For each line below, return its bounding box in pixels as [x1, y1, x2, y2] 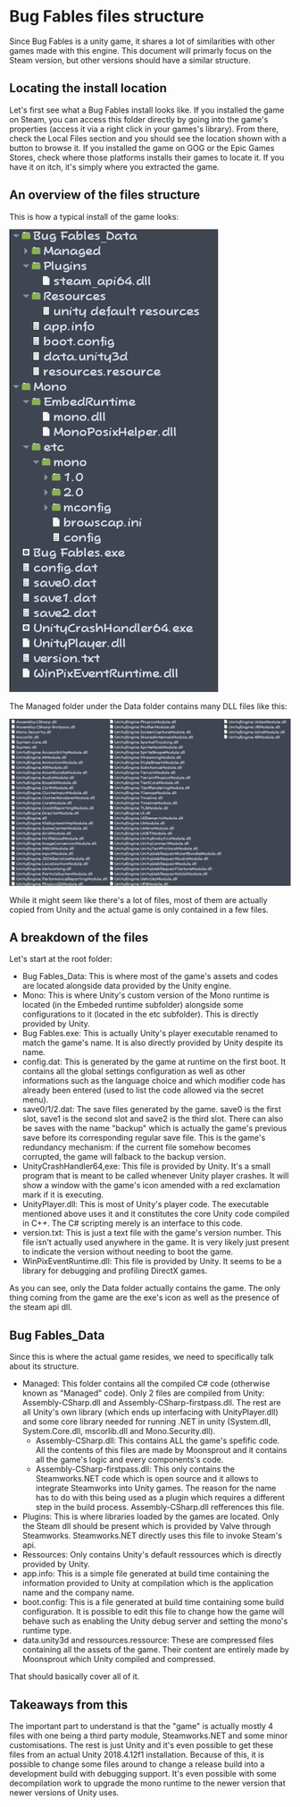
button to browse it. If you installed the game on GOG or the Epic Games [9, 142, 275, 153]
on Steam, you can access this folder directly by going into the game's [9, 114, 269, 124]
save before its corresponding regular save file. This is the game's [21, 1133, 266, 1144]
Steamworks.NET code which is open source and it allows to [35, 1473, 259, 1484]
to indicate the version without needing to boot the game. [21, 1246, 234, 1257]
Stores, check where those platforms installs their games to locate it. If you [9, 152, 285, 163]
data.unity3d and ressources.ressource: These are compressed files [21, 1634, 274, 1646]
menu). [21, 1094, 49, 1105]
